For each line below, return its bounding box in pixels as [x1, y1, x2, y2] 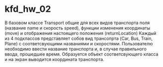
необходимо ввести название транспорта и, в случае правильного [4, 46, 147, 52]
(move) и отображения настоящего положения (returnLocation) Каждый [4, 30, 157, 36]
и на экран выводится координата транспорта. [4, 56, 105, 62]
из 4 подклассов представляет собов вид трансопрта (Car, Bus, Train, [4, 35, 153, 41]
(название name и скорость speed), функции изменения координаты [4, 25, 151, 31]
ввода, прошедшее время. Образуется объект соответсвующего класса [4, 51, 159, 57]
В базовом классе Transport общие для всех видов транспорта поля [4, 20, 150, 26]
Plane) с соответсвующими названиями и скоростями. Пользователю [4, 40, 153, 46]
